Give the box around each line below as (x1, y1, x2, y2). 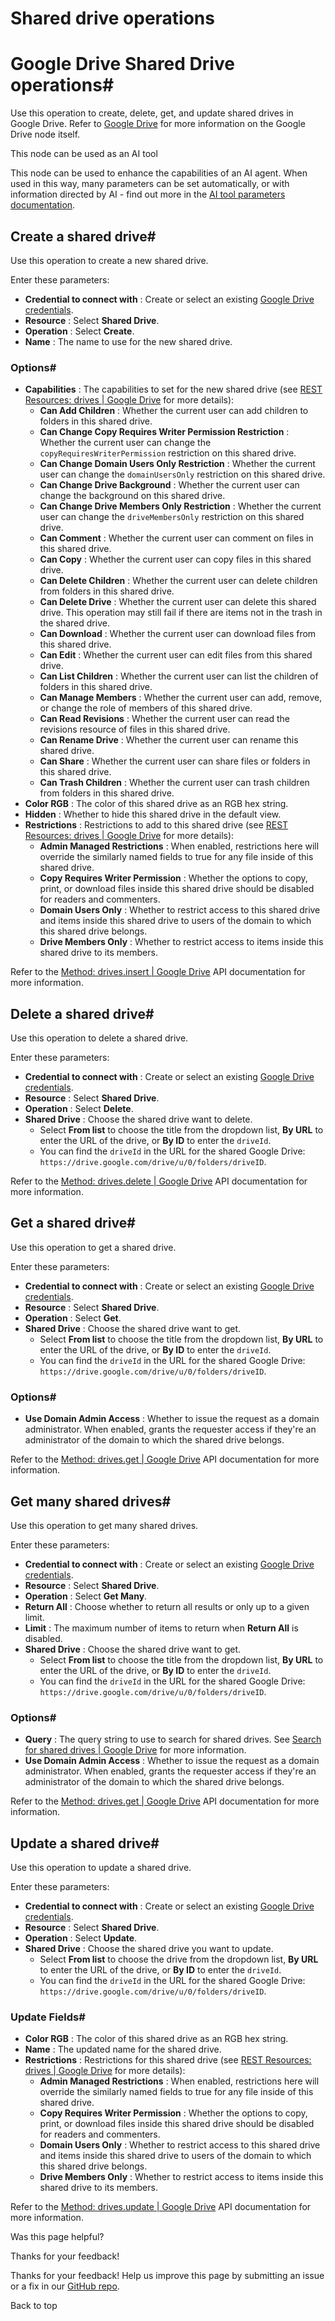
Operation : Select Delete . (24, 1103, 134, 1115)
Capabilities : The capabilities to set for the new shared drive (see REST (24, 383, 323, 396)
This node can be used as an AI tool (10, 148, 158, 160)
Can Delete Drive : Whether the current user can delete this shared (39, 596, 317, 608)
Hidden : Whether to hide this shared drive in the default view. (24, 808, 282, 821)
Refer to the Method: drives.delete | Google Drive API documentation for (10, 1175, 308, 1187)
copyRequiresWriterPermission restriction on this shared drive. (39, 447, 297, 459)
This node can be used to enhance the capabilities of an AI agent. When (10, 167, 308, 179)
